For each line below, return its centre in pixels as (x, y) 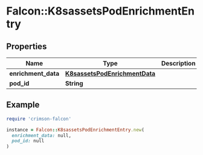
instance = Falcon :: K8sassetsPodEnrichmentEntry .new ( (76, 130)
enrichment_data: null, (41, 135)
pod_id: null (28, 141)
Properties (27, 46)
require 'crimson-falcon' (39, 119)
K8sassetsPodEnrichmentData (110, 74)
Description (178, 63)
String (74, 83)
